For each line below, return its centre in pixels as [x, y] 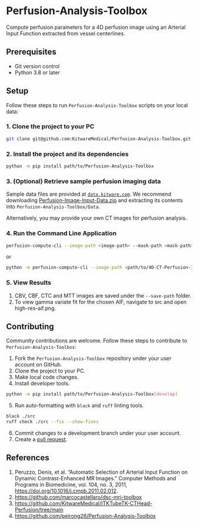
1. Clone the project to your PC [50, 127]
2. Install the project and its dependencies [67, 154]
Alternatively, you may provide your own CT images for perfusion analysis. [97, 218]
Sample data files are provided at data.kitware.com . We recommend [89, 194]
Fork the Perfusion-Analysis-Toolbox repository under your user [93, 358]
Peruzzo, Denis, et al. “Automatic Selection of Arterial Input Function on [101, 472]
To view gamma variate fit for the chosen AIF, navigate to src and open [100, 302]
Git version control [37, 66]
